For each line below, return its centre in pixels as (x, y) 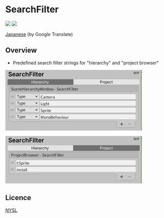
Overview (21, 51)
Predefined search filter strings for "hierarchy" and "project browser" (86, 63)
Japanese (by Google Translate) (39, 34)
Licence (18, 198)
